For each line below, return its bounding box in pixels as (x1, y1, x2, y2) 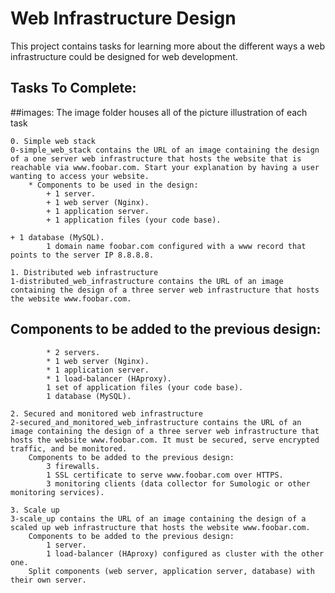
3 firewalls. (46, 461, 101, 471)
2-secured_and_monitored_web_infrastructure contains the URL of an (10, 417, 302, 427)
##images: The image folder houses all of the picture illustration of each (10, 106, 308, 118)
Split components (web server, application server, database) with (28, 566, 315, 576)
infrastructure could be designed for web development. (10, 50, 238, 62)
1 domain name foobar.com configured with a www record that (46, 241, 307, 251)
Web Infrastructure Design (10, 7, 237, 30)
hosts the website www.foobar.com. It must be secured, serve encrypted (10, 435, 320, 445)
